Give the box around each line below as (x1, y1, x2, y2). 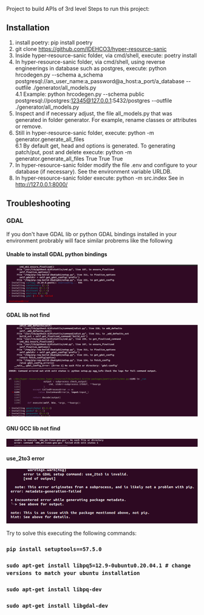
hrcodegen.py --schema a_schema (15, 71, 103, 78)
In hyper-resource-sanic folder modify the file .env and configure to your (15, 161, 197, 169)
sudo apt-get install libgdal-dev (6, 602, 108, 609)
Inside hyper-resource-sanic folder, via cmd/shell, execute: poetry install (15, 52, 197, 59)
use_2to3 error (6, 455, 45, 462)
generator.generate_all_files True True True (15, 155, 123, 162)
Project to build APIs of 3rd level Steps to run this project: (6, 5, 150, 12)
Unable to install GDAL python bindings (6, 251, 107, 258)
